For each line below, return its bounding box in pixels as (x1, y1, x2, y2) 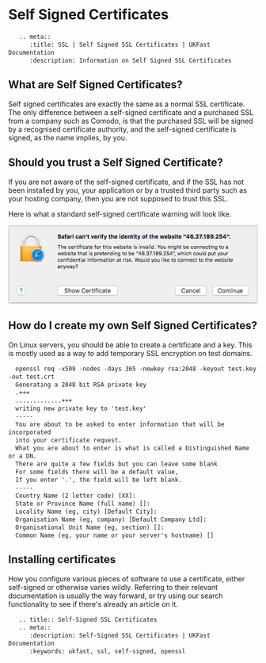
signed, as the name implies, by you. (8, 132, 127, 142)
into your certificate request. (15, 436, 123, 444)
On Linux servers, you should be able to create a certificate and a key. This (8, 339, 253, 350)
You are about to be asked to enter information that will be (15, 420, 225, 428)
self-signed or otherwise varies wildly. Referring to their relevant (8, 582, 218, 592)
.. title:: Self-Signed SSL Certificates (18, 615, 158, 623)
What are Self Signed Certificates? (8, 78, 184, 92)
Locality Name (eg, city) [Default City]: (15, 508, 158, 515)
